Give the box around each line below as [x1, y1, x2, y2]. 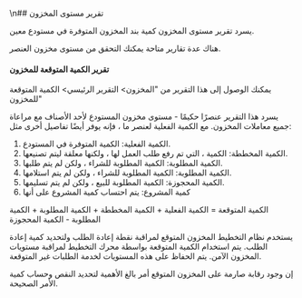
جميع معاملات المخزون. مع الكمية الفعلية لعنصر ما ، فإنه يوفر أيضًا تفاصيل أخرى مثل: [9, 121, 292, 132]
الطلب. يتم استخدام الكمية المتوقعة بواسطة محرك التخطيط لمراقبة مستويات [9, 241, 268, 253]
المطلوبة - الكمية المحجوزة [9, 214, 102, 225]
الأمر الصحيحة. [9, 278, 59, 289]
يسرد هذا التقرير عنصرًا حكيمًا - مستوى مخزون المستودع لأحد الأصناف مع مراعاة [9, 111, 279, 122]
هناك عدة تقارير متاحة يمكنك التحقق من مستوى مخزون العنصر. [9, 43, 221, 54]
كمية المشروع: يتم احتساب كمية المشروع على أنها [22, 186, 190, 198]
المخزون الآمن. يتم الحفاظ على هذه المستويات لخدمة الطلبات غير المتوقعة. [9, 251, 262, 262]
